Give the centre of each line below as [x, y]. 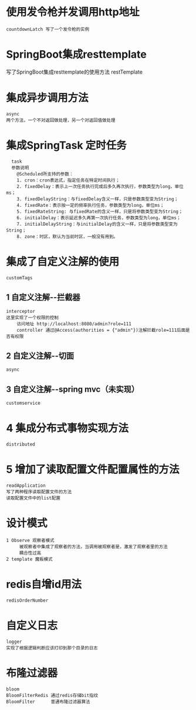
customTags [19, 278]
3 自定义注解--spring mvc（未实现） [73, 389]
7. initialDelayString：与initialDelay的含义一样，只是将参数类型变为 [97, 224]
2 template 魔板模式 [29, 559]
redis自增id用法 [44, 584]
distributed [21, 445]
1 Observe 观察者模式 [30, 540]
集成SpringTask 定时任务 [67, 146]
